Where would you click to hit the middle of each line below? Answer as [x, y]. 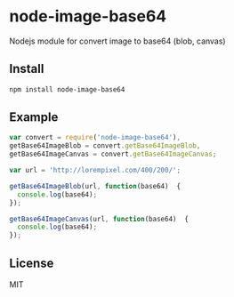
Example [34, 117]
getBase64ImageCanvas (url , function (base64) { [99, 219]
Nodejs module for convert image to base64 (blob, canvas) [117, 41]
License [32, 263]
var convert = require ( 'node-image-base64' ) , [95, 138]
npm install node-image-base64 [67, 89]
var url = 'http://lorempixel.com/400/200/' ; [95, 171]
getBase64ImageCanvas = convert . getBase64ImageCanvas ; [113, 154]
